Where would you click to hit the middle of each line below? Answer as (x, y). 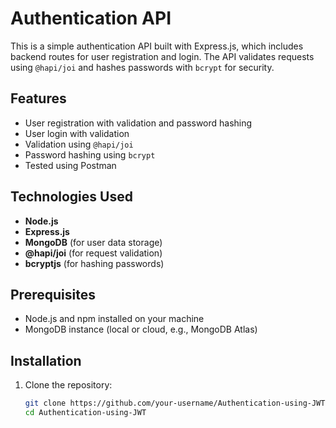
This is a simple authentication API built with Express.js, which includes (157, 46)
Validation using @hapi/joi (79, 144)
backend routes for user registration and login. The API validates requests (162, 56)
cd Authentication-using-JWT (85, 413)
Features (38, 98)
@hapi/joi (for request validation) (93, 253)
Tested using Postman (70, 165)
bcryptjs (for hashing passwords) (94, 263)
